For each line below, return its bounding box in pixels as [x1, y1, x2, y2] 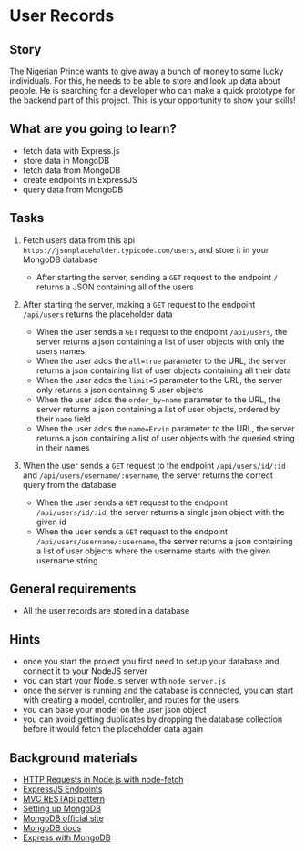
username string [36, 554, 98, 565]
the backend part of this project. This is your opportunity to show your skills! [9, 95, 296, 106]
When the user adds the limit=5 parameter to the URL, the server [36, 374, 283, 385]
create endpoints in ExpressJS [22, 174, 138, 185]
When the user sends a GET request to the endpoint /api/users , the [36, 326, 288, 337]
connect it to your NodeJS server [22, 665, 148, 676]
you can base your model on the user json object [22, 705, 207, 715]
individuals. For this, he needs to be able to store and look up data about [9, 76, 280, 86]
